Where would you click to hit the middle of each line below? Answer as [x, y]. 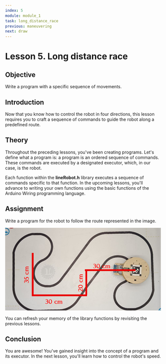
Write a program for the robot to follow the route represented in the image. [81, 221]
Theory [17, 140]
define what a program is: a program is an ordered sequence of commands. [82, 157]
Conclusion [23, 339]
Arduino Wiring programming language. [45, 193]
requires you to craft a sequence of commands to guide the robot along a [80, 119]
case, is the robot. [23, 168]
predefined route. [23, 124]
